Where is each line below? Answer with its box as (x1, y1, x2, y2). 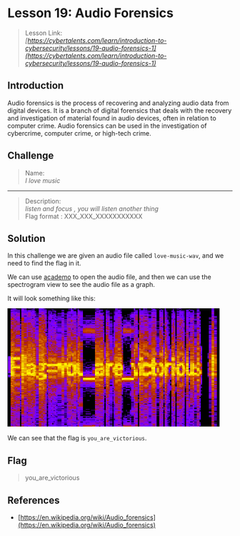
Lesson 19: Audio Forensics (7, 5, 174, 21)
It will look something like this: (7, 294, 96, 303)
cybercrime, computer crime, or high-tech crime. (7, 128, 151, 137)
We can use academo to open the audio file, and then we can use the (7, 273, 212, 281)
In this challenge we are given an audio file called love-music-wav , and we (7, 251, 224, 260)
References (7, 494, 60, 506)
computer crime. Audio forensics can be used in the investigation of (7, 121, 207, 130)
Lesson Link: (24, 29, 63, 37)
